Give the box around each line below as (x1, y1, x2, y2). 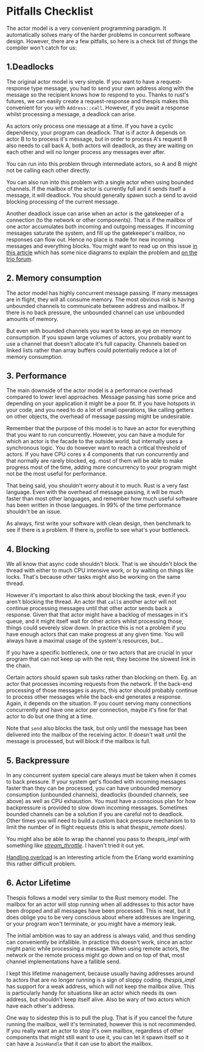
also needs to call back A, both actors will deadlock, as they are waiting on (6, 142, 194, 149)
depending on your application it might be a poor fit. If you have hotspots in (6, 400, 195, 407)
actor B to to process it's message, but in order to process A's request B (6, 135, 188, 142)
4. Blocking (6, 544, 50, 554)
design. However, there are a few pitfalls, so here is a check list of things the (6, 37, 198, 45)
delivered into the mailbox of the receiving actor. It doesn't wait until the (6, 731, 186, 738)
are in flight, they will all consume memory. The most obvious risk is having (6, 295, 195, 303)
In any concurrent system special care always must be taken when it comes (6, 771, 197, 779)
